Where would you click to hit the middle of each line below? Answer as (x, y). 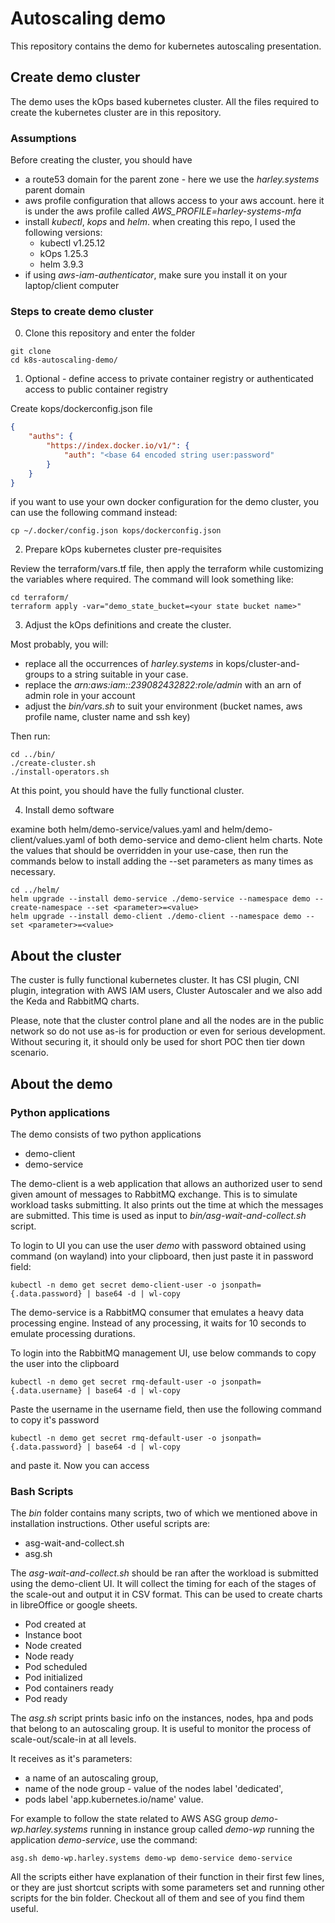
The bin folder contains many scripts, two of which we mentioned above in (164, 1513)
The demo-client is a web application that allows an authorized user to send (166, 1183)
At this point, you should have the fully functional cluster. (127, 791)
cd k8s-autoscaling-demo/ (64, 360)
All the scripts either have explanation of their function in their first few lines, (167, 1877)
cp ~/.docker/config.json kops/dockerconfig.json (116, 531)
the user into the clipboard (65, 1363)
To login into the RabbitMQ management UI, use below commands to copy (163, 1353)
